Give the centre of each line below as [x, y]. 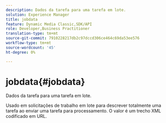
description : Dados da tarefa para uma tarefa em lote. [66, 10]
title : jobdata [22, 19]
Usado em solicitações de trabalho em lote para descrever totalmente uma [84, 106]
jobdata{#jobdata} [46, 82]
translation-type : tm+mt [32, 33]
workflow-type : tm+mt [29, 43]
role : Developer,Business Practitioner [48, 29]
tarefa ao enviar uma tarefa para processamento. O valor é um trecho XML [84, 111]
